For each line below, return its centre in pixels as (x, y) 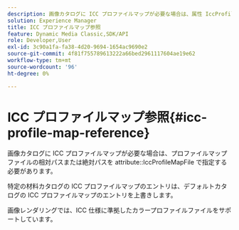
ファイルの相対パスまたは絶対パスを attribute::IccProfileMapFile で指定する (117, 162)
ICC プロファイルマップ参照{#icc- (107, 117)
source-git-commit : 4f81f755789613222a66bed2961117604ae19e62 (101, 54)
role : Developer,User (39, 41)
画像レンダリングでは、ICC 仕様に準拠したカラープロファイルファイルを (113, 210)
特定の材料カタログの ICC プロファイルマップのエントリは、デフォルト (111, 187)
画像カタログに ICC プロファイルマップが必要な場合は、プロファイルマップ (117, 153)
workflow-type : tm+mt (39, 61)
